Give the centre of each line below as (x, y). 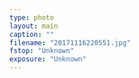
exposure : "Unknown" (48, 59)
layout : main (34, 26)
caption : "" (32, 34)
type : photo (32, 17)
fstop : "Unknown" (42, 51)
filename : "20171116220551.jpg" (70, 43)
